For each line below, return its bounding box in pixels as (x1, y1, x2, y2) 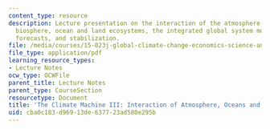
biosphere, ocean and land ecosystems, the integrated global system (15, 26, 253, 34)
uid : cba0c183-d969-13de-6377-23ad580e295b (8, 109, 157, 117)
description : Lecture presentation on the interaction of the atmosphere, (8, 19, 264, 27)
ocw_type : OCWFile (8, 71, 70, 79)
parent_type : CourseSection (8, 86, 103, 95)
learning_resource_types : (8, 57, 95, 65)
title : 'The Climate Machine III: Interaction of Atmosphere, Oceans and (8, 101, 261, 109)
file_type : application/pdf (8, 49, 103, 57)
